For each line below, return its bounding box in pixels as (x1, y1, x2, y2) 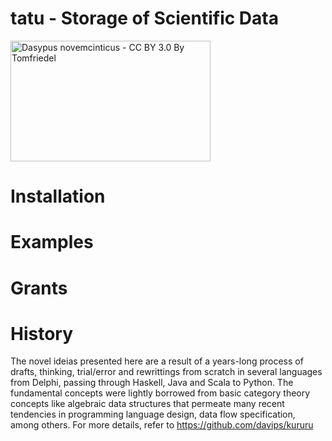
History (10, 322, 74, 345)
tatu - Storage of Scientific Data (10, 7, 279, 30)
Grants (10, 277, 68, 299)
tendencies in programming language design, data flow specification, (10, 408, 296, 421)
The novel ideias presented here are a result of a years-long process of (10, 355, 304, 367)
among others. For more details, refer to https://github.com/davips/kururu (10, 419, 314, 431)
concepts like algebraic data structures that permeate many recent (10, 398, 285, 410)
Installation (10, 185, 106, 208)
